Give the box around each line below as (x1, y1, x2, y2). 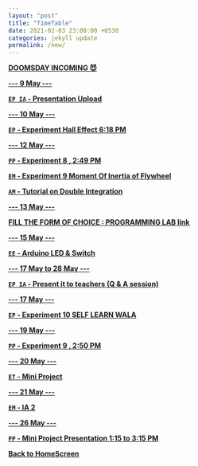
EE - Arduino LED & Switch (8, 249, 95, 258)
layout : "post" (8, 11, 59, 20)
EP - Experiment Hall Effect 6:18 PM (8, 125, 126, 135)
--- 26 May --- (8, 418, 57, 428)
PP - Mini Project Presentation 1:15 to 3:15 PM (8, 433, 159, 443)
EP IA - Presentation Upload (8, 94, 103, 104)
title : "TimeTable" (8, 19, 73, 27)
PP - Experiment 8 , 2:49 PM (8, 156, 102, 166)
